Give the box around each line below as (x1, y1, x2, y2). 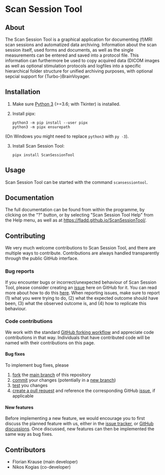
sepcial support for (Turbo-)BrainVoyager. (5, 74, 90, 79)
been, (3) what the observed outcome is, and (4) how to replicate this (5, 300, 147, 306)
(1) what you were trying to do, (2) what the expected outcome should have (5, 295, 159, 301)
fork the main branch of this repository (12, 372, 91, 378)
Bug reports (5, 268, 35, 275)
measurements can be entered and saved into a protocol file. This (5, 52, 139, 58)
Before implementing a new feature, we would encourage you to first (5, 415, 145, 421)
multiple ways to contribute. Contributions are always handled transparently (5, 250, 160, 256)
